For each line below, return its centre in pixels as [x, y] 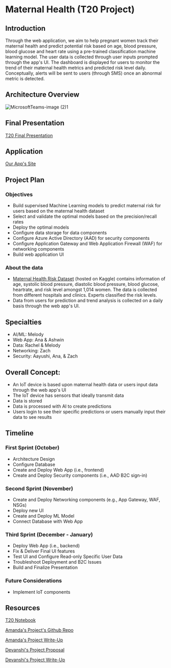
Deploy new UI [28, 510]
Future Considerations [34, 581]
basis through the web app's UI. [46, 306]
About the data [24, 268]
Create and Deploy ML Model [44, 516]
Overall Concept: [33, 372]
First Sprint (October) [32, 448]
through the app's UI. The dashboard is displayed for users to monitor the [82, 62]
